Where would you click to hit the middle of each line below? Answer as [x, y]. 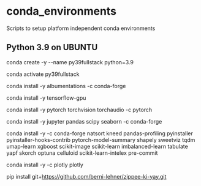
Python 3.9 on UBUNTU [52, 47]
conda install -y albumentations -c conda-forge [66, 86]
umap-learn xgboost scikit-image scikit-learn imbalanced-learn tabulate [97, 146]
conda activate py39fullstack [43, 74]
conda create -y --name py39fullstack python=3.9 [70, 62]
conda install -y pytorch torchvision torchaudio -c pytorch [79, 110]
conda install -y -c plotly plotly [45, 165]
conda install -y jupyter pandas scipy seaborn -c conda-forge [84, 121]
